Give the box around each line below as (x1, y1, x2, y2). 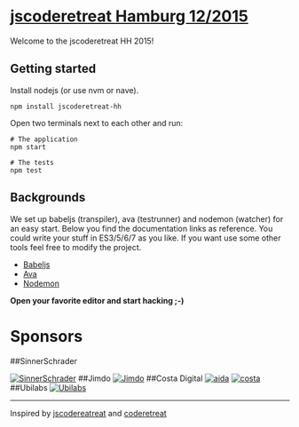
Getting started (10, 61, 97, 76)
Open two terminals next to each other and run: (10, 117, 184, 128)
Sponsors (10, 326, 83, 346)
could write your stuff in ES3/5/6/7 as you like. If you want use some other (10, 233, 281, 243)
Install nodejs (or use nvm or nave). (10, 84, 139, 95)
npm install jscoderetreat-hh (10, 102, 122, 111)
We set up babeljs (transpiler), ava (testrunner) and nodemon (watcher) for (10, 213, 284, 224)
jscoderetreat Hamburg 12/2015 (10, 6, 249, 27)
